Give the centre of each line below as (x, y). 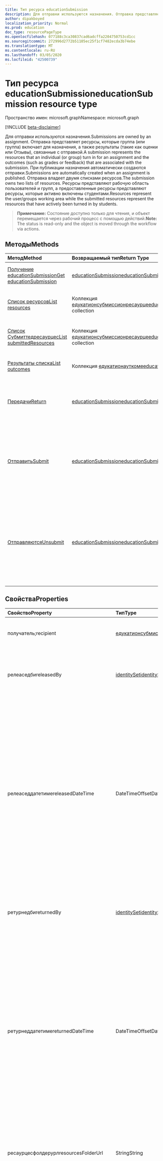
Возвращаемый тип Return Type (111, 258)
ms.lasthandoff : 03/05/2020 (33, 55)
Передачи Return (27, 401)
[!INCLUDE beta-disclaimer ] (33, 127)
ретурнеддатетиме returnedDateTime (51, 1031)
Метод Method (25, 258)
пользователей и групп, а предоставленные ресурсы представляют (76, 189)
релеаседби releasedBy (35, 675)
